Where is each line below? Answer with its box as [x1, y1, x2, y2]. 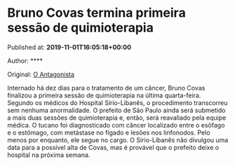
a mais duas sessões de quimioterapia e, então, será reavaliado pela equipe [7, 113, 227, 122]
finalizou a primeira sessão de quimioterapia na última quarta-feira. [7, 91, 201, 99]
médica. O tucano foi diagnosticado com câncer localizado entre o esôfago [7, 120, 225, 129]
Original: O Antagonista [7, 70, 75, 78]
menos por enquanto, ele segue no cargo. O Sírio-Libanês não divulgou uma [7, 135, 229, 144]
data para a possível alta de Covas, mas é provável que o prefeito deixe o [7, 143, 220, 151]
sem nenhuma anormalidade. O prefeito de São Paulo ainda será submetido [7, 106, 226, 114]
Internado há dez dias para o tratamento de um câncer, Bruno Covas [7, 83, 206, 92]
